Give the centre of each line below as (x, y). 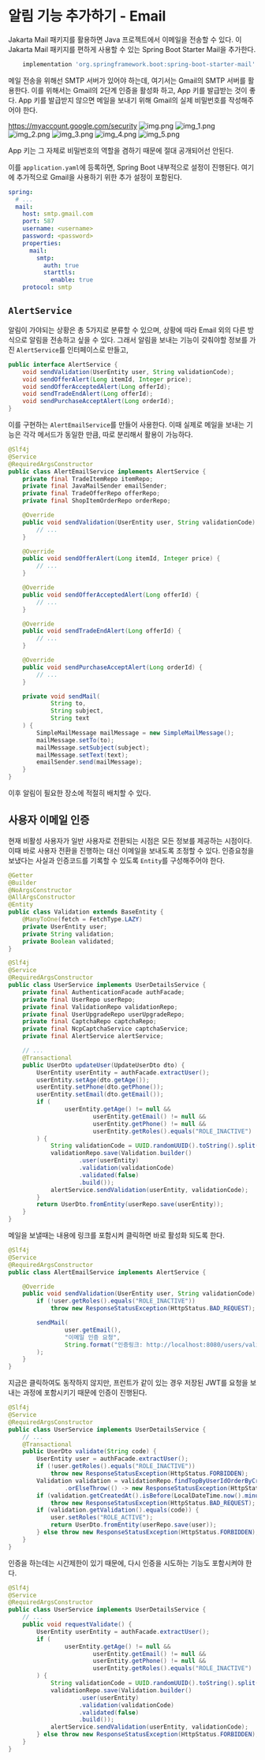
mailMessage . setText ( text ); (82, 755)
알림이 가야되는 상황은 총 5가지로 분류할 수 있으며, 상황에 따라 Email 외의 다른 (127, 330)
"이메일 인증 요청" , (92, 1337)
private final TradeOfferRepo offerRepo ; (91, 494)
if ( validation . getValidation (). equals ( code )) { (118, 1510)
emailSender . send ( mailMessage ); (90, 762)
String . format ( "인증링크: (104, 1345)
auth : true (61, 265)
